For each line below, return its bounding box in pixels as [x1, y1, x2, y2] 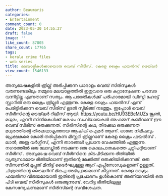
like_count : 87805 [5, 40, 44, 45]
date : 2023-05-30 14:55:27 [5, 26, 62, 31]
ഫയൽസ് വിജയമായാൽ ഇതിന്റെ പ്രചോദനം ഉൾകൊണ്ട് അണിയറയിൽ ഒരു [5, 173, 163, 179]
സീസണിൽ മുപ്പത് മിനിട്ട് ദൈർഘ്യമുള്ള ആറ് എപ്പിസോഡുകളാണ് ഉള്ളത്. [5, 162, 155, 168]
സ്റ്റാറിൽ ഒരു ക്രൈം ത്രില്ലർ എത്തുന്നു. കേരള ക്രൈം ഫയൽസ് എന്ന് [5, 100, 142, 105]
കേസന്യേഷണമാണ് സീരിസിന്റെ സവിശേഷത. [5, 185, 102, 190]
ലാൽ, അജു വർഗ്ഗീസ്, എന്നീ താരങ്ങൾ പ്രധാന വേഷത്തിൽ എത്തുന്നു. [5, 139, 146, 145]
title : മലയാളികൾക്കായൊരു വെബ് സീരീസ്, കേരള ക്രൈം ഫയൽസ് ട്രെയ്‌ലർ [5, 64, 157, 69]
